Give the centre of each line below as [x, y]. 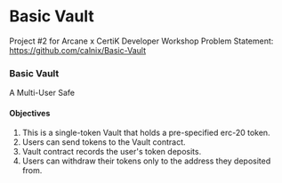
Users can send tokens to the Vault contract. [104, 142]
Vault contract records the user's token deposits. [112, 152]
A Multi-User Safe [42, 93]
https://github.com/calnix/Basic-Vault [78, 50]
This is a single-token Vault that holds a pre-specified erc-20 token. [146, 133]
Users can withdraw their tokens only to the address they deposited [146, 161]
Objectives [30, 113]
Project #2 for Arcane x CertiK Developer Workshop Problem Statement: [141, 41]
